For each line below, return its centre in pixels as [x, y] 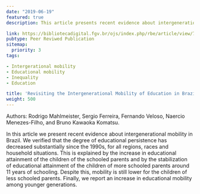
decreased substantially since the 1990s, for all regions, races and [87, 147]
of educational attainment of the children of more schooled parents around [98, 165]
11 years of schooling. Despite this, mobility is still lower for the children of [97, 172]
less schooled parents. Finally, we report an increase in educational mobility [99, 178]
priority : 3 [26, 50]
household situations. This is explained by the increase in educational [91, 153]
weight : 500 [21, 99]
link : [13, 33]
